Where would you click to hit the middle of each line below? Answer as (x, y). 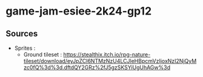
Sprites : (25, 48)
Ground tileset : (43, 55)
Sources (22, 34)
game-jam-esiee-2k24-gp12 (79, 11)
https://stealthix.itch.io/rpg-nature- (107, 55)
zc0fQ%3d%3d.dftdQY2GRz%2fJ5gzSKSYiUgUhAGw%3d (97, 67)
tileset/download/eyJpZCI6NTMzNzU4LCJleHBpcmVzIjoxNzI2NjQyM (110, 61)
